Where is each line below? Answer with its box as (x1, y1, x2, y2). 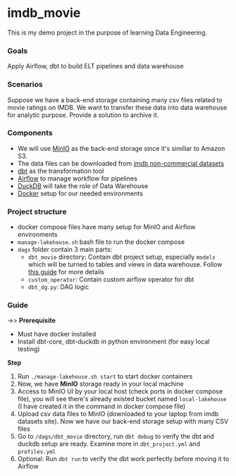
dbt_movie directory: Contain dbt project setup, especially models (27, 252, 216, 262)
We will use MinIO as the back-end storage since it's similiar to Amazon (17, 144, 225, 152)
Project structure (7, 207, 67, 216)
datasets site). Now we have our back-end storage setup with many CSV (17, 417, 229, 426)
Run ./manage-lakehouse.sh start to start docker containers (17, 372, 193, 381)
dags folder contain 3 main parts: (17, 245, 113, 254)
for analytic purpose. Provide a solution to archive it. (7, 111, 159, 119)
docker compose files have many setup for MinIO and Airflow (17, 223, 196, 231)
